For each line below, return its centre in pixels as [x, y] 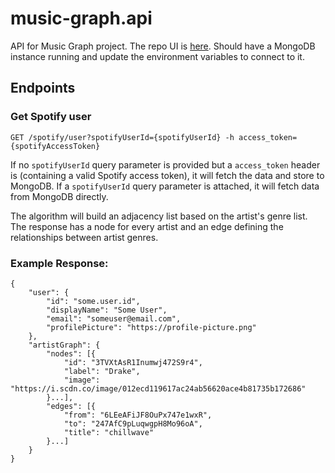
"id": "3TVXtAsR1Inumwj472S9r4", [133, 362]
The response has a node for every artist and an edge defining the [147, 226]
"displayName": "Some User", [107, 310]
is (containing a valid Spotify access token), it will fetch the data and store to [167, 175]
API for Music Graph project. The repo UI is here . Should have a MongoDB [163, 46]
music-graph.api [81, 18]
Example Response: [59, 263]
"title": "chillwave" [109, 432]
